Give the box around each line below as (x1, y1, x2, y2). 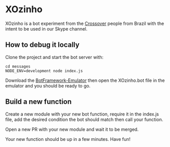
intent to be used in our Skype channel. (5, 25, 88, 32)
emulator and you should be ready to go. (5, 82, 91, 89)
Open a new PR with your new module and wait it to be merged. (5, 126, 139, 132)
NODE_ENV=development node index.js (5, 68, 83, 73)
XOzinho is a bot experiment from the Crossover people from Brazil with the (5, 20, 164, 26)
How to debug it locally (5, 41, 80, 49)
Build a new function (5, 98, 72, 106)
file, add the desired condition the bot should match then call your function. (5, 116, 163, 123)
